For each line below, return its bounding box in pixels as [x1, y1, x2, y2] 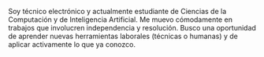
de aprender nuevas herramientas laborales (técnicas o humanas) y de [8, 31, 238, 41]
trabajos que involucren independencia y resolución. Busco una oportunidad [8, 23, 256, 32]
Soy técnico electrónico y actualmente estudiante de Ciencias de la [8, 7, 227, 16]
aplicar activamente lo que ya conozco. [8, 40, 136, 49]
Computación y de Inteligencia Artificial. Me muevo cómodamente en [8, 15, 232, 24]
